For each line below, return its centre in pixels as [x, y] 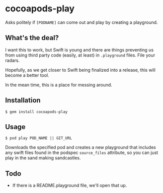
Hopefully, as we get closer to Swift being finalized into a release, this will [80, 70]
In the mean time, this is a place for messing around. [59, 85]
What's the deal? [32, 38]
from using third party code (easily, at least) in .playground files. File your [80, 55]
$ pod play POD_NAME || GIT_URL [39, 138]
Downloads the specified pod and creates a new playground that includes [81, 147]
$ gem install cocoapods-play [37, 112]
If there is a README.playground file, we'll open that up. [70, 186]
